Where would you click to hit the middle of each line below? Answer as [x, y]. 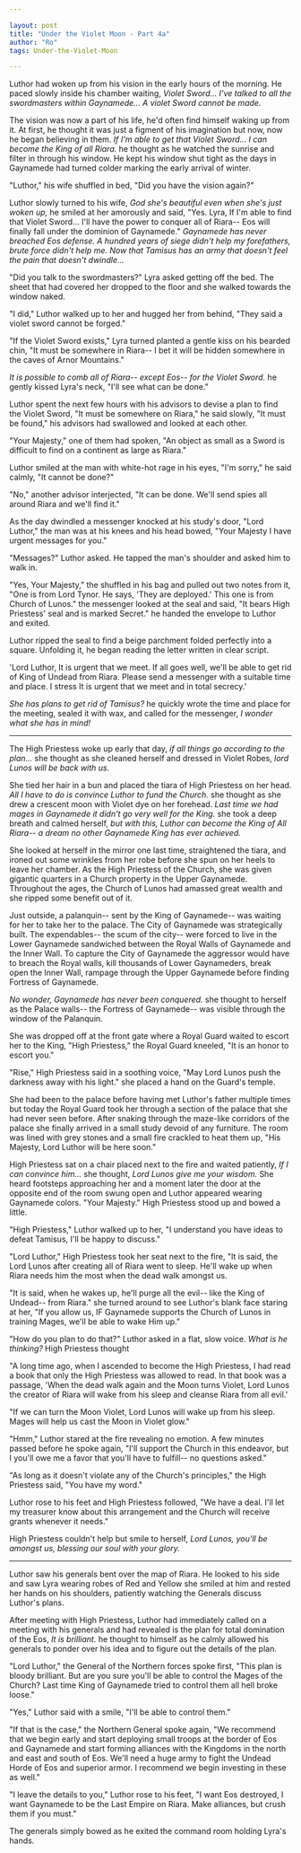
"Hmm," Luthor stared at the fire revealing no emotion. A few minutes [137, 1439]
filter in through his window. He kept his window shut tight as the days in [143, 159]
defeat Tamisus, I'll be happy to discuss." [85, 1239]
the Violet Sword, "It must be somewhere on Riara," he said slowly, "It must [148, 414]
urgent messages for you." [58, 540]
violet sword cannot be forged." [68, 323]
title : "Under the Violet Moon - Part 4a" [90, 34]
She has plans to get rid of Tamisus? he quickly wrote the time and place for [150, 704]
